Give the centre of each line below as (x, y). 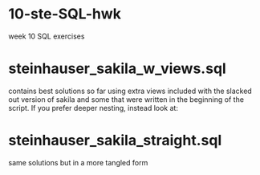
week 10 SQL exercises (47, 36)
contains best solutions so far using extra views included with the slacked (130, 91)
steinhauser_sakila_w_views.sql (117, 69)
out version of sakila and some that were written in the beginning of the (126, 99)
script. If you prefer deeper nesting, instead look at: (93, 108)
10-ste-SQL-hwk (65, 14)
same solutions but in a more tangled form (78, 162)
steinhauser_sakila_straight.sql (115, 140)
